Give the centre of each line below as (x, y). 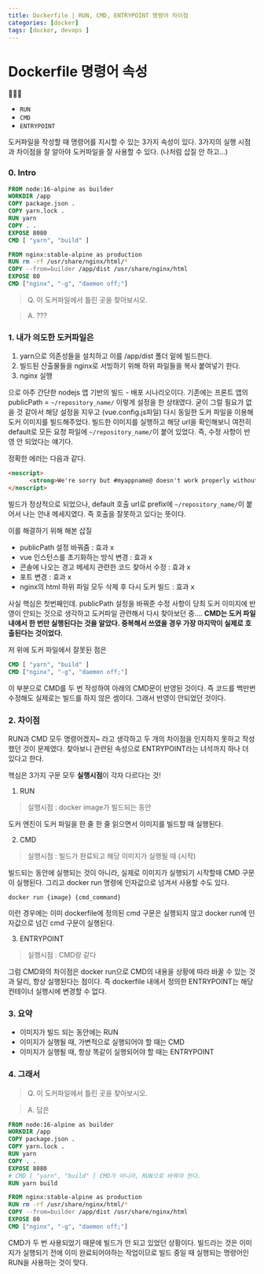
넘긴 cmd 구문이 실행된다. (75, 923)
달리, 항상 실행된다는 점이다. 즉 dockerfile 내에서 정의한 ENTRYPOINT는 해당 (135, 981)
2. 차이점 (24, 720)
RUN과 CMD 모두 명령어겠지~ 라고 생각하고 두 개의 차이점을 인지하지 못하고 (125, 739)
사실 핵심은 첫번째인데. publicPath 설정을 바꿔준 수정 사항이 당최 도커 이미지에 (128, 603)
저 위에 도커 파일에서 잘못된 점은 (58, 650)
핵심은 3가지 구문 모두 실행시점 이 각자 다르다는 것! (84, 775)
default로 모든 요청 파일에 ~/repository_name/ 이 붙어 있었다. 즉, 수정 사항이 (125, 432)
